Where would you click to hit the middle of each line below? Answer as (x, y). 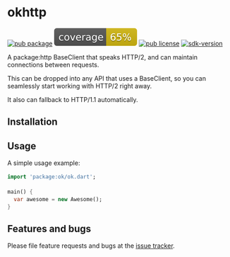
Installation (32, 122)
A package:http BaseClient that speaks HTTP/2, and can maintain (103, 57)
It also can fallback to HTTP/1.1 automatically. (73, 99)
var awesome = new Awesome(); (58, 199)
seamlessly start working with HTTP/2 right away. (80, 86)
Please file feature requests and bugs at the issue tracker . (91, 246)
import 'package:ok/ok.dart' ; (52, 177)
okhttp (27, 12)
